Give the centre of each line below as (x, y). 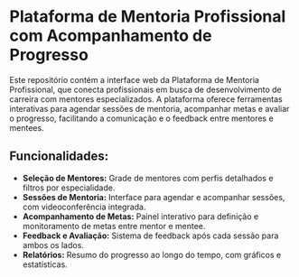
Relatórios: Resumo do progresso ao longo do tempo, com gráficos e (152, 254)
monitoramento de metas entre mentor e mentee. (114, 226)
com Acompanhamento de (111, 36)
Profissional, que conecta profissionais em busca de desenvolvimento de (145, 89)
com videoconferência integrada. (84, 207)
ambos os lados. (53, 245)
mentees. (27, 127)
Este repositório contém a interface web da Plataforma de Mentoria (135, 79)
